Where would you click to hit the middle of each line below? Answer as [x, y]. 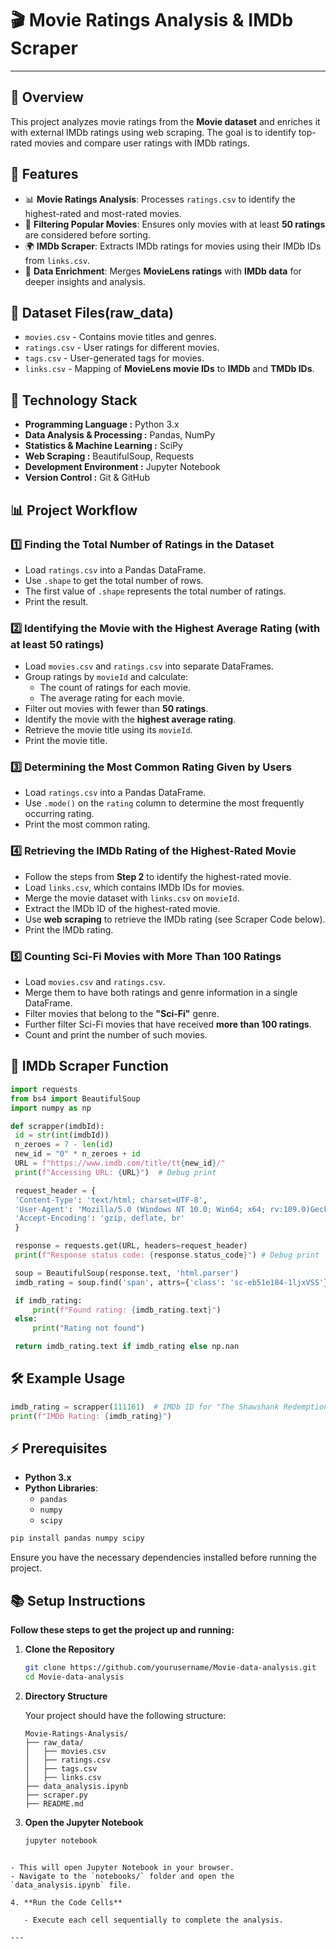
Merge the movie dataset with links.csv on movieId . [132, 898]
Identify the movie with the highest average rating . [130, 719]
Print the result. [56, 601]
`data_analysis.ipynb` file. [71, 1885]
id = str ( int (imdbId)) [62, 1135]
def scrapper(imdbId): [57, 1126]
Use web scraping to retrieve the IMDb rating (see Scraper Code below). [175, 919]
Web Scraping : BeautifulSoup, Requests [109, 456]
